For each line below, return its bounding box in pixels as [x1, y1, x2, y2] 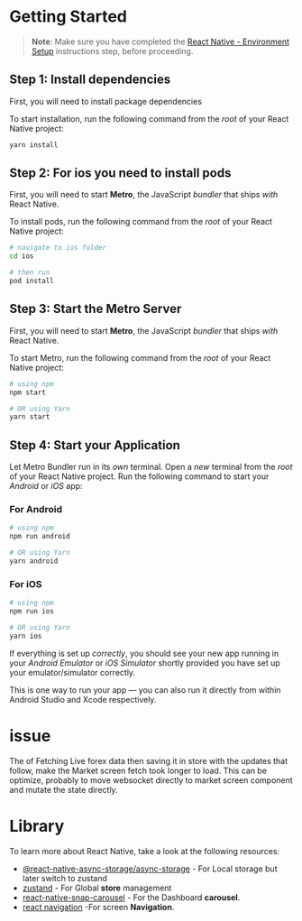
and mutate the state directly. [9, 784, 119, 795]
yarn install [9, 140, 59, 150]
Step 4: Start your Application [9, 437, 180, 453]
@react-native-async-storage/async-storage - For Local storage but [22, 863, 278, 874]
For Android [9, 502, 63, 515]
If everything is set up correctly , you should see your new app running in [9, 648, 279, 659]
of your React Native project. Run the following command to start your [9, 471, 270, 482]
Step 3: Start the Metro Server [9, 301, 182, 317]
